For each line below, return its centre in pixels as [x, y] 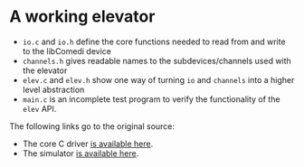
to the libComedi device [66, 51]
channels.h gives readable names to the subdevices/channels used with [157, 60]
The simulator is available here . [81, 153]
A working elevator [82, 17]
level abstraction [53, 89]
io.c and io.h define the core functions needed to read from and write [154, 42]
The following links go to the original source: [92, 126]
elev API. [39, 108]
